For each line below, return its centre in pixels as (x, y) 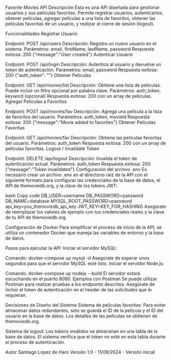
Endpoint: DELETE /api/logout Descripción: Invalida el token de (71, 158)
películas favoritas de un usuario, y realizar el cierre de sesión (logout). (80, 24)
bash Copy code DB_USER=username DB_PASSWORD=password (75, 196)
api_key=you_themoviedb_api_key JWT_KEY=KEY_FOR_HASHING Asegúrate (86, 206)
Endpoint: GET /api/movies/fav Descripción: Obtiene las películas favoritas (83, 137)
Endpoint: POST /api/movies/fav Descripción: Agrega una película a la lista (84, 111)
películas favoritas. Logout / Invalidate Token (52, 149)
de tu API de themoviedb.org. (36, 217)
